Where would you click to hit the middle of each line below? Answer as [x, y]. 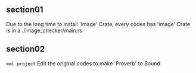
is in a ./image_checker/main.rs [44, 30]
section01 [25, 10]
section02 [26, 49]
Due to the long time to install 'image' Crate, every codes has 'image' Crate [98, 24]
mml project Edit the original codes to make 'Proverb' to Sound [83, 63]
